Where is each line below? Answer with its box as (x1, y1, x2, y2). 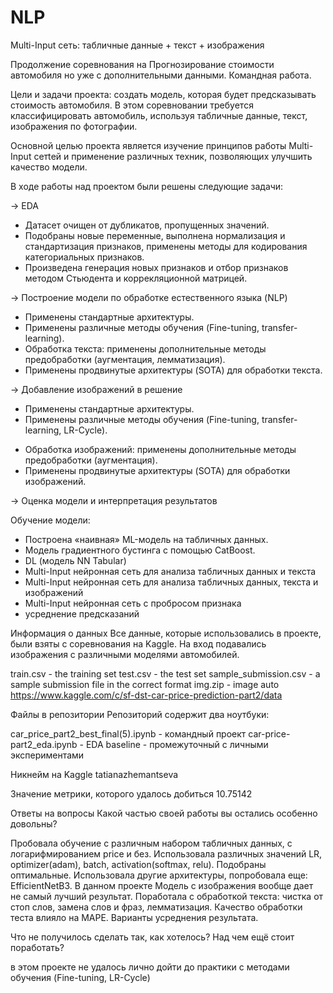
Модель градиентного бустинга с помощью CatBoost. (24, 544, 256, 556)
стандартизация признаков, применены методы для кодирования (24, 240, 308, 252)
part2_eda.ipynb (10, 738, 78, 750)
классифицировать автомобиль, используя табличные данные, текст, (10, 109, 308, 121)
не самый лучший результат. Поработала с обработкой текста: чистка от (10, 890, 324, 902)
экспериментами (10, 749, 85, 761)
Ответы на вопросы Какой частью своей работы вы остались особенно (10, 807, 318, 819)
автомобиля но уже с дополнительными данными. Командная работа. (10, 69, 312, 81)
